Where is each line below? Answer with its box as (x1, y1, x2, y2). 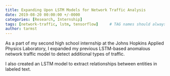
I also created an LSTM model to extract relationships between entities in (5, 61, 157, 67)
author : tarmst (5, 26, 37, 31)
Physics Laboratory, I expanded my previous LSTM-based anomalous (5, 46, 151, 52)
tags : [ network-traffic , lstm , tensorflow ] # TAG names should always (5, 21, 166, 27)
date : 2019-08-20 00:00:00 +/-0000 (5, 12, 80, 17)
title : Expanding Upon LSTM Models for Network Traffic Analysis (5, 7, 146, 13)
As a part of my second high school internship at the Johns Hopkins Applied (5, 40, 164, 46)
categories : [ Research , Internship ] (5, 17, 82, 22)
